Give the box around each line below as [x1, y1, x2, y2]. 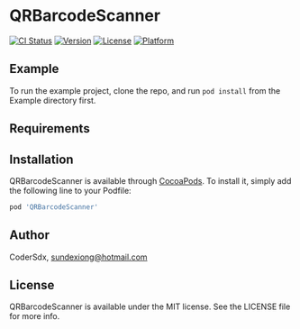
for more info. [9, 311, 60, 322]
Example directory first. [9, 95, 96, 105]
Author [9, 227, 50, 243]
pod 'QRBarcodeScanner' [9, 202, 99, 212]
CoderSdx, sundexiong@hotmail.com [9, 251, 148, 262]
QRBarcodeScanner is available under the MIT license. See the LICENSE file [9, 301, 291, 312]
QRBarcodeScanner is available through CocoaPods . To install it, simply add [9, 175, 292, 186]
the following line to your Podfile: [9, 185, 132, 196]
